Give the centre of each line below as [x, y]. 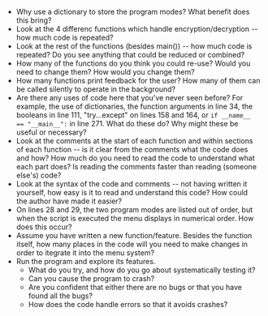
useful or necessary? [51, 132]
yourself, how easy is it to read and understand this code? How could [132, 192]
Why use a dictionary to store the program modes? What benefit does [133, 12]
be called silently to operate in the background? [96, 89]
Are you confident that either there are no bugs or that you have [135, 287]
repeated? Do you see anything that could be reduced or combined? [130, 55]
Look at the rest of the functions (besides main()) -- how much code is [134, 46]
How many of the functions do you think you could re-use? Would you [133, 63]
